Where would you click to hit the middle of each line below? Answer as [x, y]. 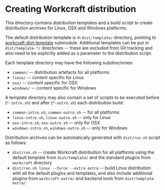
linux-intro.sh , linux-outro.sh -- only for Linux [61, 117]
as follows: [16, 142]
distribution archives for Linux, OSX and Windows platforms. [66, 28]
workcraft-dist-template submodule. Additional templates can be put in [77, 42]
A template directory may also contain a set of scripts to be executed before [82, 97]
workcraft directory [32, 162]
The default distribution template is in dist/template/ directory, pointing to [81, 37]
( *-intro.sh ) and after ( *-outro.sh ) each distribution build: [65, 102]
